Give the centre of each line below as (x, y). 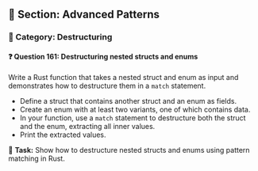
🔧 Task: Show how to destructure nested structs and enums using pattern (129, 150)
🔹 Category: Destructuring (60, 37)
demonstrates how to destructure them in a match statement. (107, 85)
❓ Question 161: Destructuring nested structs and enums (103, 56)
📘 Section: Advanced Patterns (84, 15)
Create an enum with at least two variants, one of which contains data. (135, 109)
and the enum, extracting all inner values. (87, 126)
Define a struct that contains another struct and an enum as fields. (128, 101)
